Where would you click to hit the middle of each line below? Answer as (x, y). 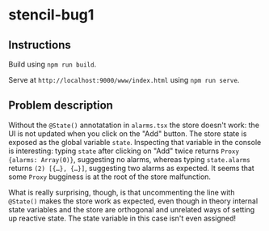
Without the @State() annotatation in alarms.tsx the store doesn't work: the (134, 125)
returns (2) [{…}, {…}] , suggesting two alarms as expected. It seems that (131, 168)
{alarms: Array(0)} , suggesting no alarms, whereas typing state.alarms (129, 159)
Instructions (40, 45)
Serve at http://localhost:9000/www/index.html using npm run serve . (124, 80)
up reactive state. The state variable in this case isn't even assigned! (122, 218)
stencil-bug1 (51, 15)
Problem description (61, 106)
